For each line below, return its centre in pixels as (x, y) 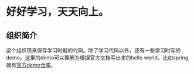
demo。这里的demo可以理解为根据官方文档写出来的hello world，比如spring (97, 58)
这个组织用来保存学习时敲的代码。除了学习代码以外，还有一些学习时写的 (93, 50)
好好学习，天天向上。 (58, 12)
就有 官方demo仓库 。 (31, 65)
